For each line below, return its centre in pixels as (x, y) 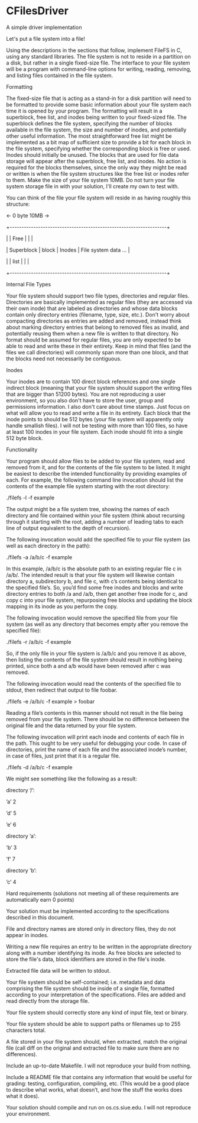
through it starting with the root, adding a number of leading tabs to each (95, 521)
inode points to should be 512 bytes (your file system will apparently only (95, 419)
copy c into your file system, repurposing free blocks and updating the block (99, 600)
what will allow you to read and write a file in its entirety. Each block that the (98, 413)
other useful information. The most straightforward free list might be (89, 136)
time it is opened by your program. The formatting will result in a (84, 111)
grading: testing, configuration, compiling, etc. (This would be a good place (98, 1083)
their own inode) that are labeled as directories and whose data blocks (92, 308)
